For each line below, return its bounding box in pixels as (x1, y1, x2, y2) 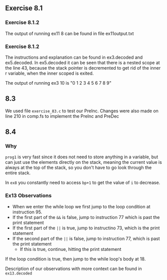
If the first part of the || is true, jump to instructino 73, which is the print (12, 225, 160, 231)
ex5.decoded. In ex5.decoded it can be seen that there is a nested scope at (5, 60, 161, 66)
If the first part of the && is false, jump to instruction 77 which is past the (12, 214, 160, 220)
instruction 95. (12, 209, 42, 215)
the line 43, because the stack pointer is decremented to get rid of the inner (5, 65, 161, 71)
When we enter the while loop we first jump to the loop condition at (12, 203, 151, 209)
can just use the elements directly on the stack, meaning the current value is (5, 159, 162, 165)
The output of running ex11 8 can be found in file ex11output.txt (5, 30, 134, 37)
